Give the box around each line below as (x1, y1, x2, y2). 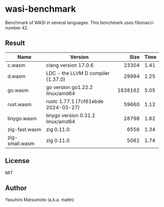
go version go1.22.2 (46, 84, 93, 91)
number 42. (5, 24, 29, 30)
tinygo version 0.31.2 (46, 112, 95, 118)
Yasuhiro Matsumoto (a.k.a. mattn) (5, 197, 75, 203)
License (5, 157, 30, 165)
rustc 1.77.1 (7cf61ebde (46, 98, 104, 105)
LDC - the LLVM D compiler (46, 69, 110, 76)
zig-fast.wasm (7, 126, 41, 133)
